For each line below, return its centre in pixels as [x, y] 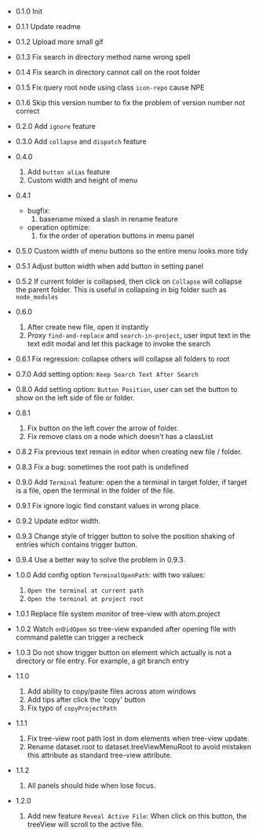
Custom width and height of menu [82, 180]
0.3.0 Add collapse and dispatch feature [81, 141]
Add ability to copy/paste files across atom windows [111, 691]
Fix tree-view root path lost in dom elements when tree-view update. [138, 738]
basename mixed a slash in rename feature [108, 219]
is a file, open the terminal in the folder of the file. [95, 491]
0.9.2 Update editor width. [58, 521]
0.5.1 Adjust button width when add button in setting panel [109, 266]
